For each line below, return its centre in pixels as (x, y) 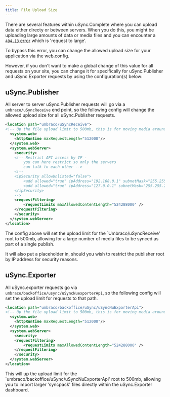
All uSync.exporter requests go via (41, 287)
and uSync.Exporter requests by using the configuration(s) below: (74, 76)
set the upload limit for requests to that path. (52, 298)
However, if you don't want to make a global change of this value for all (79, 65)
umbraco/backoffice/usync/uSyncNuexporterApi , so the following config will (83, 293)
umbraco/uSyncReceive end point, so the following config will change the (80, 110)
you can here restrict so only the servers (70, 162)
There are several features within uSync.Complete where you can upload (81, 24)
